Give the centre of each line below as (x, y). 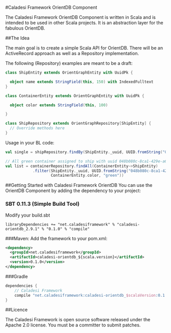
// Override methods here (37, 128)
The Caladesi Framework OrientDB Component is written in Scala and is (81, 17)
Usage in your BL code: (30, 142)
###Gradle (17, 276)
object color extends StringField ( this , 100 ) (59, 105)
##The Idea (17, 38)
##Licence (17, 310)
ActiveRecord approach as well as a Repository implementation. (72, 53)
